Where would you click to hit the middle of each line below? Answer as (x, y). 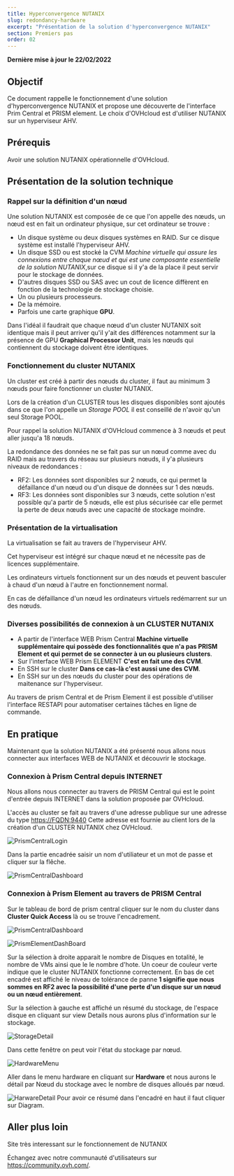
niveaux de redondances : (45, 466)
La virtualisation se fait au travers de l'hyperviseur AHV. (87, 543)
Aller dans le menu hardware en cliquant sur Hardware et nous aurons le (112, 1077)
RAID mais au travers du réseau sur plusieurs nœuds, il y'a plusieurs (105, 459)
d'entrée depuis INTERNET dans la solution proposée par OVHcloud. (106, 799)
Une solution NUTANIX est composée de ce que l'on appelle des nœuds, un (116, 217)
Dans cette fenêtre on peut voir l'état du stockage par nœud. (95, 1049)
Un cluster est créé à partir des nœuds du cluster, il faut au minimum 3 (109, 381)
